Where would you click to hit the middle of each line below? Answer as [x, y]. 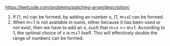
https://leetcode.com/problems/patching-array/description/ [67, 7]
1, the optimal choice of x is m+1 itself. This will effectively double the [85, 33]
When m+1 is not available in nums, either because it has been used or [87, 22]
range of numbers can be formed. [48, 38]
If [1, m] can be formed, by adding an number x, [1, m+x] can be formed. [88, 17]
